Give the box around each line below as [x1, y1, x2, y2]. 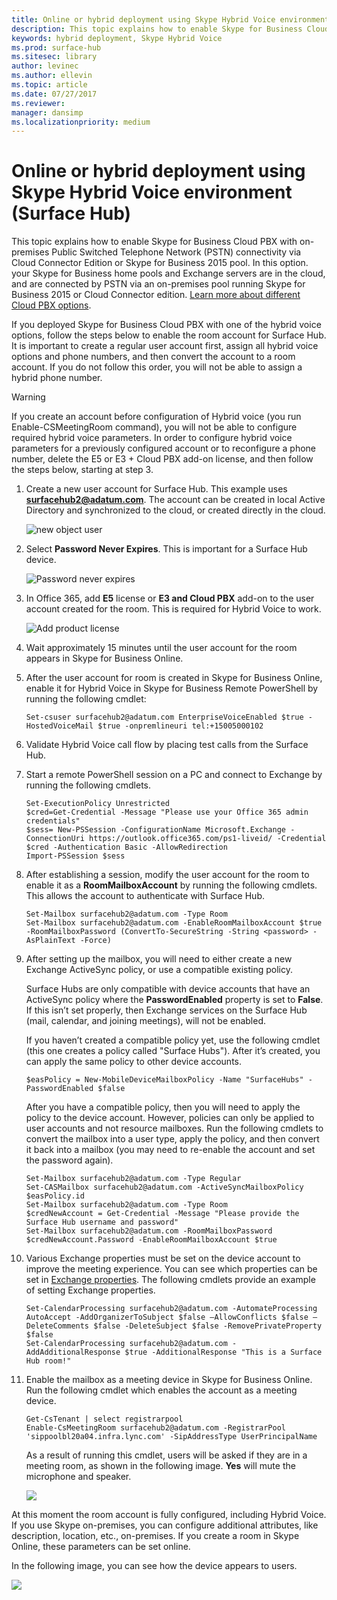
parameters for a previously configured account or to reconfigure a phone [11, 442, 317, 455]
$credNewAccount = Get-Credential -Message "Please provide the [25, 1209, 300, 1219]
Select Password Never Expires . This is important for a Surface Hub [25, 543, 308, 555]
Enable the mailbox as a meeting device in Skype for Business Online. [25, 1374, 313, 1386]
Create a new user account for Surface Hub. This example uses [25, 483, 288, 495]
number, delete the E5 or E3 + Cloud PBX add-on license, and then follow [11, 453, 314, 465]
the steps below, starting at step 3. [11, 464, 154, 476]
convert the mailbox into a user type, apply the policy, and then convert [25, 1133, 320, 1145]
